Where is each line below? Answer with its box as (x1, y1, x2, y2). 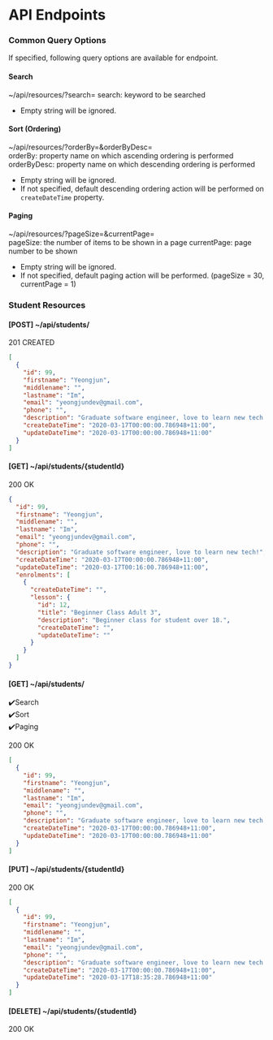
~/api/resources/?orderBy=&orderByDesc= (8, 142, 153, 152)
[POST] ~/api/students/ (8, 319, 90, 330)
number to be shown (8, 246, 78, 257)
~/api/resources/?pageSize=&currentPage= (8, 229, 155, 239)
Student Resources (8, 300, 86, 311)
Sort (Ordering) (8, 124, 62, 134)
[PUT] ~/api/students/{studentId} (8, 865, 125, 874)
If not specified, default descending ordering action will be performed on (19, 183, 264, 193)
